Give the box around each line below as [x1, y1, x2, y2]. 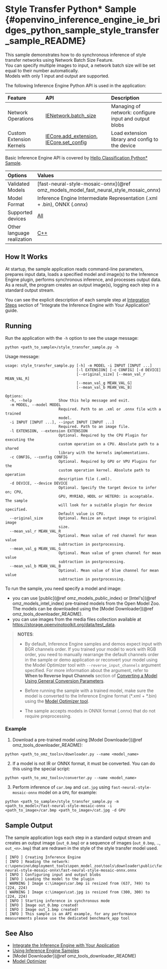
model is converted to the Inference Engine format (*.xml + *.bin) [24, 692, 157, 698]
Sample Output [5, 821, 53, 830]
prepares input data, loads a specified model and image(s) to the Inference [5, 271, 159, 277]
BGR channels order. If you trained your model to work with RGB [24, 646, 157, 652]
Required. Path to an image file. [58, 424, 130, 429]
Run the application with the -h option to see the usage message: [5, 335, 139, 341]
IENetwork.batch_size [45, 112, 96, 119]
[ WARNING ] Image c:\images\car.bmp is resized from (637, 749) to [5, 881, 150, 886]
